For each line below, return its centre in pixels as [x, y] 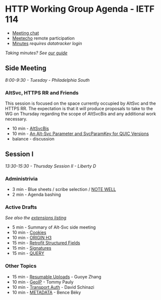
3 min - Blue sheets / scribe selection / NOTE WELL [64, 189]
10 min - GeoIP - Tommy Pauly [43, 282]
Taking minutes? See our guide [36, 53]
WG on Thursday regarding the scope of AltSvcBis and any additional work [81, 114]
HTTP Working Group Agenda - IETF [80, 9]
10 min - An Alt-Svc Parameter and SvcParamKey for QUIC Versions [80, 134]
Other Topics [21, 266]
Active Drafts [21, 208]
